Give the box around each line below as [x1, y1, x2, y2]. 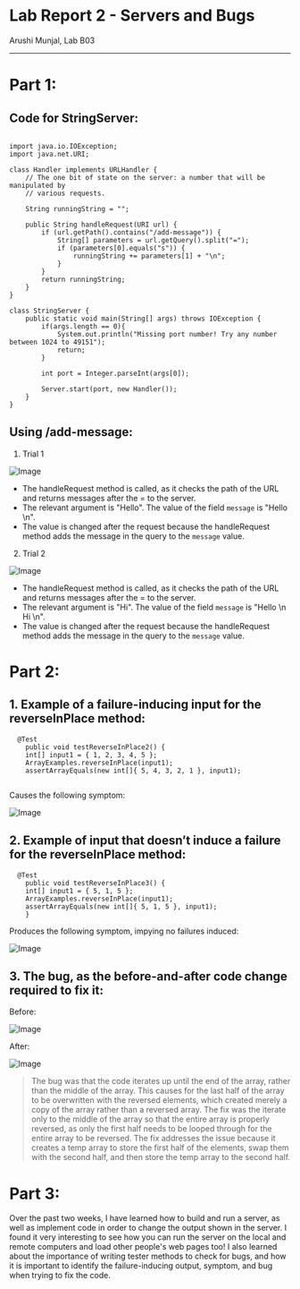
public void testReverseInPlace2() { [25, 742, 166, 752]
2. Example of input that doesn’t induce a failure [9, 833, 281, 849]
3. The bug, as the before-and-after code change [9, 969, 288, 984]
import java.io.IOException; [9, 141, 118, 150]
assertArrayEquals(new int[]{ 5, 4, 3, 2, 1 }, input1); [25, 766, 242, 775]
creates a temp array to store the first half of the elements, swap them [30, 1142, 289, 1153]
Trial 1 [21, 448, 45, 459]
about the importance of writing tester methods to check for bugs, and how [9, 1251, 287, 1262]
